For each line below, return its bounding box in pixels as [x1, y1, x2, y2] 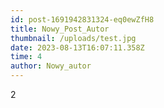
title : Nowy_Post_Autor [10, 24, 110, 34]
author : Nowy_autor [10, 61, 92, 71]
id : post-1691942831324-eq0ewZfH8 [10, 14, 155, 25]
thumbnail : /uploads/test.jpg [10, 33, 137, 43]
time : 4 [10, 52, 43, 62]
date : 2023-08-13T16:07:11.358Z [10, 42, 145, 53]
